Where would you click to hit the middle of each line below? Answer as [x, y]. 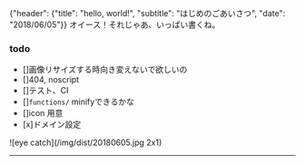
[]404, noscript [51, 80]
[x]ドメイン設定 [52, 124]
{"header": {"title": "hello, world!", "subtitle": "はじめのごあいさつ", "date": [148, 13]
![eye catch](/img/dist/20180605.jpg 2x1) [86, 142]
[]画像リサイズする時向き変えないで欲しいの [105, 70]
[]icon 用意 [43, 113]
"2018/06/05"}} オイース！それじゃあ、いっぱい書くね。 [115, 24]
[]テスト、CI [45, 91]
